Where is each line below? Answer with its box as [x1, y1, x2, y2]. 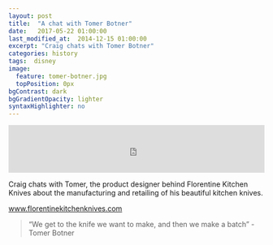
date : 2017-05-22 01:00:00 [8, 27, 107, 35]
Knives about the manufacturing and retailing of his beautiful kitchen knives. [8, 188, 263, 198]
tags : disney [8, 58, 57, 66]
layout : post [8, 11, 53, 20]
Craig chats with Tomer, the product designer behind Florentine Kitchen [8, 179, 249, 189]
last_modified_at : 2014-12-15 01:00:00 [8, 34, 148, 43]
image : [8, 65, 31, 73]
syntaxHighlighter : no [8, 102, 85, 110]
